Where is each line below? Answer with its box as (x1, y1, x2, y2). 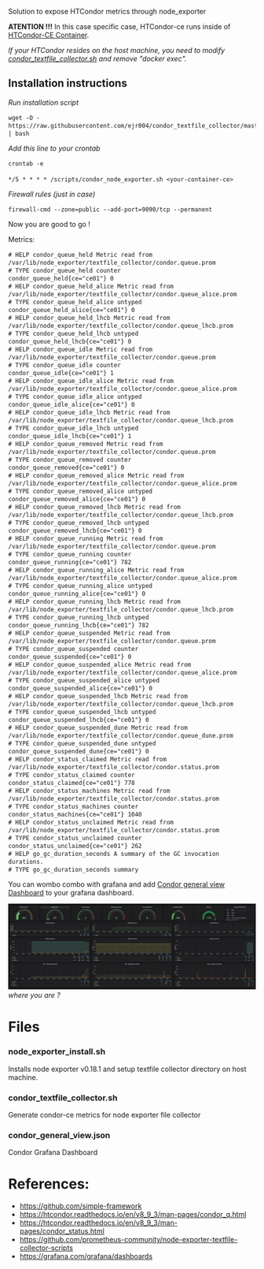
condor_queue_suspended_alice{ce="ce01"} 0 (8, 684, 153, 692)
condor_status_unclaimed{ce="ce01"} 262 (8, 842, 143, 850)
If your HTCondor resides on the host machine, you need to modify (8, 46, 225, 54)
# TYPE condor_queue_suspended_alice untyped (8, 676, 159, 684)
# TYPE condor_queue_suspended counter (8, 645, 139, 653)
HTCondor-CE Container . (8, 31, 90, 39)
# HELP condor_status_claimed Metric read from (8, 755, 167, 763)
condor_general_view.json (8, 1129, 111, 1141)
